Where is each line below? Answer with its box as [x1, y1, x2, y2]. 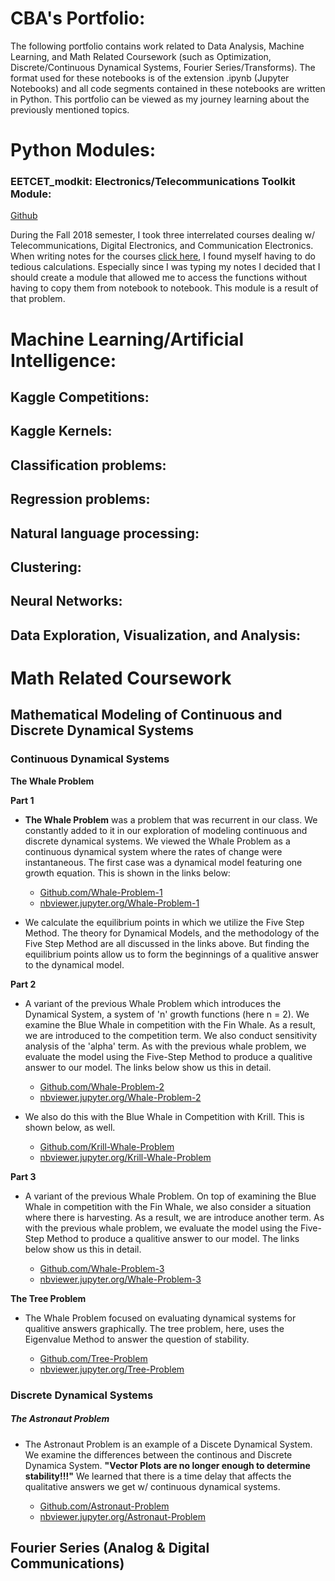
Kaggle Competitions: [10, 389, 150, 406]
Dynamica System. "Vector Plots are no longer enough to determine [24, 1459, 311, 1471]
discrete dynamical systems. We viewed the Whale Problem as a [24, 835, 291, 847]
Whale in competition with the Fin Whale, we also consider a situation [24, 1200, 312, 1212]
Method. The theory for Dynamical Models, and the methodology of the [24, 927, 320, 939]
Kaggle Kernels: [10, 423, 113, 440]
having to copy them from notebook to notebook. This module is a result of [10, 282, 319, 294]
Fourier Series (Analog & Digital [10, 1539, 210, 1556]
